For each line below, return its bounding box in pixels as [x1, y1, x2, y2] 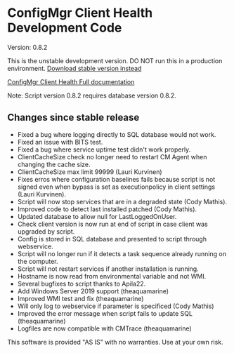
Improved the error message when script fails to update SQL [17, 309, 193, 317]
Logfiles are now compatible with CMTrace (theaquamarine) [17, 324, 192, 333]
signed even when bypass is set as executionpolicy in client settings [17, 182, 216, 191]
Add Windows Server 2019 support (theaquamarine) [17, 286, 169, 295]
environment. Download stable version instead [7, 64, 142, 72]
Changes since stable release [7, 112, 140, 124]
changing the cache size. [17, 160, 91, 168]
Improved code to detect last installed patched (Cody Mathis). [17, 205, 197, 213]
